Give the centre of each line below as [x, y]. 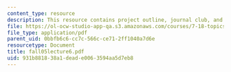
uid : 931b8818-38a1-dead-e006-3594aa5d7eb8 [70, 58]
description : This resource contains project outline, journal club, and [115, 20]
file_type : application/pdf [47, 33]
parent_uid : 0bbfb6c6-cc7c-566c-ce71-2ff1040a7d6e [81, 39]
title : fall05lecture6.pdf [46, 52]
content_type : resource [41, 13]
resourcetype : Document [41, 45]
